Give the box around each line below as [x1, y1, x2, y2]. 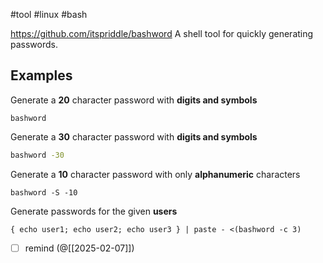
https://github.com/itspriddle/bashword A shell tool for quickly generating [10, 28, 314, 39]
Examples [10, 67, 73, 84]
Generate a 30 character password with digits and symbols [10, 130, 258, 143]
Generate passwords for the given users [10, 205, 178, 217]
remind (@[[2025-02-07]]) [24, 242, 135, 254]
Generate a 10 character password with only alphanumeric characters [10, 168, 301, 180]
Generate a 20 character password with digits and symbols [10, 94, 258, 106]
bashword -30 [10, 150, 65, 160]
